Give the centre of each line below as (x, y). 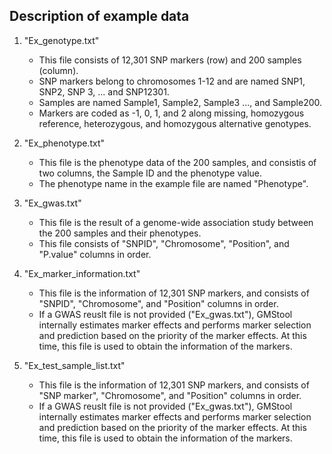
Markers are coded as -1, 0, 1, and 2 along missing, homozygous (171, 113)
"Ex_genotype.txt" (61, 40)
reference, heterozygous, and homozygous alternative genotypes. (175, 123)
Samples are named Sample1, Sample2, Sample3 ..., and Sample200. (180, 102)
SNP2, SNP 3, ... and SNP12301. (104, 91)
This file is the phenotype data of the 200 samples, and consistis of (177, 162)
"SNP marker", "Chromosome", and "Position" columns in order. (170, 395)
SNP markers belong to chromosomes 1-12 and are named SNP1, (172, 81)
